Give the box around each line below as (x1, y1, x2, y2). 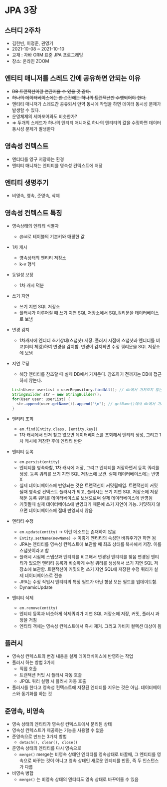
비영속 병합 (11, 770, 34, 776)
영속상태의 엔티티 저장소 (19, 255, 67, 261)
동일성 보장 (11, 272, 34, 278)
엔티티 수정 (11, 518, 34, 524)
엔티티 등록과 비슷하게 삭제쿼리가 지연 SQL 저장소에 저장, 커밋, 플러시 (19, 610, 155, 616)
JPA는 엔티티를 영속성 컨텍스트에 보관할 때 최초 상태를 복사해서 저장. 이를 (19, 541, 162, 547)
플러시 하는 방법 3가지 (11, 659, 55, 665)
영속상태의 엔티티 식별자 (11, 223, 59, 229)
